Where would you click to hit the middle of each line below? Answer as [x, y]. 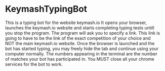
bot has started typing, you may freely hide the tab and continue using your [82, 48]
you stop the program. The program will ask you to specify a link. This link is [83, 33]
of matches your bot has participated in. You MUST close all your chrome [80, 59]
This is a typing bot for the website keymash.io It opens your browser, [76, 23]
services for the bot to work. [34, 64]
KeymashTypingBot [46, 9]
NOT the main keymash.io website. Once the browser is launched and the [80, 43]
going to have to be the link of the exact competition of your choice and [78, 38]
